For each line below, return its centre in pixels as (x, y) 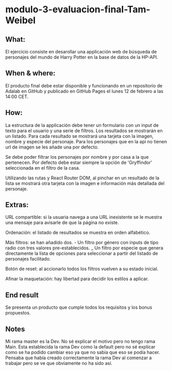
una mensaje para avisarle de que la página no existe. (62, 222)
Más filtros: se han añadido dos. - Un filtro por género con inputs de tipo (82, 243)
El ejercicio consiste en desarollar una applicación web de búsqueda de (81, 52)
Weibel (21, 20)
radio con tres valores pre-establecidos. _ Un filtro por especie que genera (84, 248)
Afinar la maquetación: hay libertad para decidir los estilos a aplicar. (77, 279)
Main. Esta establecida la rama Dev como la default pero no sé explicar (80, 347)
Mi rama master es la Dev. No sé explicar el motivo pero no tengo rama (80, 341)
